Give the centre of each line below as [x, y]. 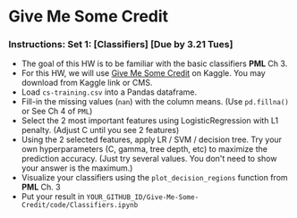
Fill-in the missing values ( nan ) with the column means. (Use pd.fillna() [155, 102]
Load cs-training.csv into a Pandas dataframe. [109, 92]
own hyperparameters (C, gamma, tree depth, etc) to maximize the [144, 149]
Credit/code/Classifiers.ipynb [80, 205]
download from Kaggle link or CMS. [87, 83]
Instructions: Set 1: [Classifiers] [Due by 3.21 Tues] [121, 45]
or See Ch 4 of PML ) [57, 111]
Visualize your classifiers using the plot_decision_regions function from [154, 178]
